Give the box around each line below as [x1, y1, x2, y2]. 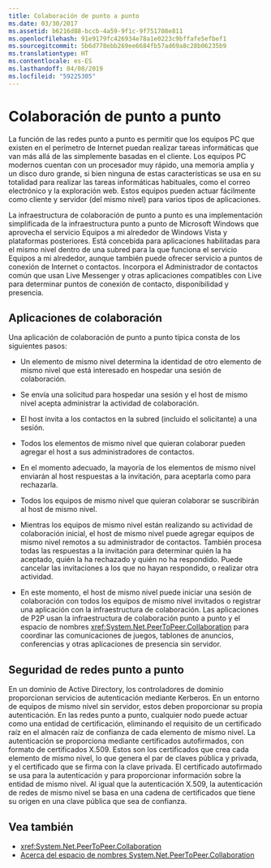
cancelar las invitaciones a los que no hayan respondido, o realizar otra [19, 563, 259, 573]
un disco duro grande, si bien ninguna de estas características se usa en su [8, 168, 261, 178]
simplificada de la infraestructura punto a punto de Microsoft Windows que [8, 218, 260, 228]
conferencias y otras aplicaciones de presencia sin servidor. [19, 639, 222, 649]
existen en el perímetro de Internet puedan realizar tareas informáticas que [8, 143, 259, 153]
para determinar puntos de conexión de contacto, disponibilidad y [8, 279, 229, 289]
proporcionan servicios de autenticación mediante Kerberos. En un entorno [8, 693, 260, 703]
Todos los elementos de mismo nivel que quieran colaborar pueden [19, 439, 246, 449]
